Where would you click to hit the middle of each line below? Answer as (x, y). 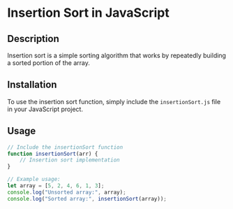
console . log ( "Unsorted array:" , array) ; (67, 192)
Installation (32, 85)
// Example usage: (34, 180)
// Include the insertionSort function (65, 147)
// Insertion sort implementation (70, 160)
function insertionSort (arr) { (53, 154)
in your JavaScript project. (45, 109)
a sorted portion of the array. (49, 63)
